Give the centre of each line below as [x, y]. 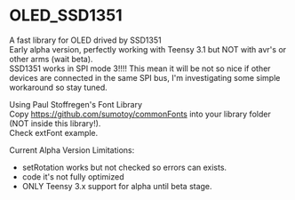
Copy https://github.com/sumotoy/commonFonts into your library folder [140, 114]
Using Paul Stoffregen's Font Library [76, 104]
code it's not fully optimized [73, 176]
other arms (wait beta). [51, 59]
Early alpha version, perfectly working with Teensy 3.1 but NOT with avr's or [148, 49]
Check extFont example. [54, 132]
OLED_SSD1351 [66, 16]
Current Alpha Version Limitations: [72, 150]
